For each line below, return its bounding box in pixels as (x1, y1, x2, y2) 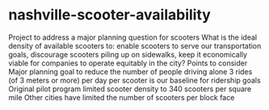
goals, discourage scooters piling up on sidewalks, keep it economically (8, 49, 248, 59)
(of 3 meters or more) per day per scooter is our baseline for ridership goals (8, 75, 261, 85)
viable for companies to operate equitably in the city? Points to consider (8, 58, 248, 68)
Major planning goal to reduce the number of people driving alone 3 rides (8, 66, 253, 76)
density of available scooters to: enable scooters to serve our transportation (8, 40, 262, 50)
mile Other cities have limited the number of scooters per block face (8, 92, 235, 102)
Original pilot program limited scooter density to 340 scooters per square (8, 83, 252, 94)
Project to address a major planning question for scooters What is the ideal (8, 32, 257, 42)
